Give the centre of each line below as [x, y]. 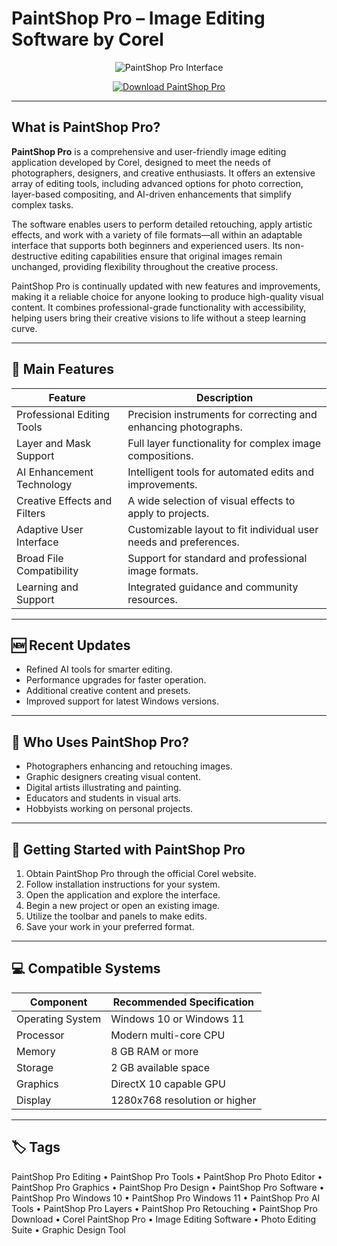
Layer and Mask [54, 443]
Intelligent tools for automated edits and [221, 472]
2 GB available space [160, 1067]
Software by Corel [87, 39]
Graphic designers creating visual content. [113, 777]
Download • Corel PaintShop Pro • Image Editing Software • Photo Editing [164, 1219]
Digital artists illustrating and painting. [103, 788]
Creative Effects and [64, 500]
